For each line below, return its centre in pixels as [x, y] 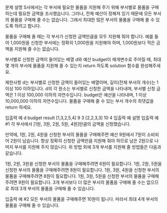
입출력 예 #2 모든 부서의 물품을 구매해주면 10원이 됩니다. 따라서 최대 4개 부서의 [82, 199]
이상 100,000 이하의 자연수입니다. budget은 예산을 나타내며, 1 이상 [82, 95]
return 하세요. [19, 107]
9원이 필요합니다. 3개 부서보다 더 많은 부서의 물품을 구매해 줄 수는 [82, 182]
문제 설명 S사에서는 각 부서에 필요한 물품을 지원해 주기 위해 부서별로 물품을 [78, 7]
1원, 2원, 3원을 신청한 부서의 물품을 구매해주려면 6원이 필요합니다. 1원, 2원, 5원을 [83, 164]
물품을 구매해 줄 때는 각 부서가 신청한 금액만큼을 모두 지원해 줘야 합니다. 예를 [79, 36]
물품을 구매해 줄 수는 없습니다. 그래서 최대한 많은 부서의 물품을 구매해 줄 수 [83, 20]
